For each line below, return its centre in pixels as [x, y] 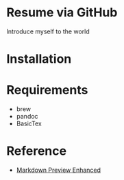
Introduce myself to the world [48, 31]
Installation [39, 59]
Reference [36, 151]
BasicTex [29, 123]
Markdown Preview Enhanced [58, 170]
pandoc [27, 117]
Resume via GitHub [62, 13]
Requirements [47, 90]
